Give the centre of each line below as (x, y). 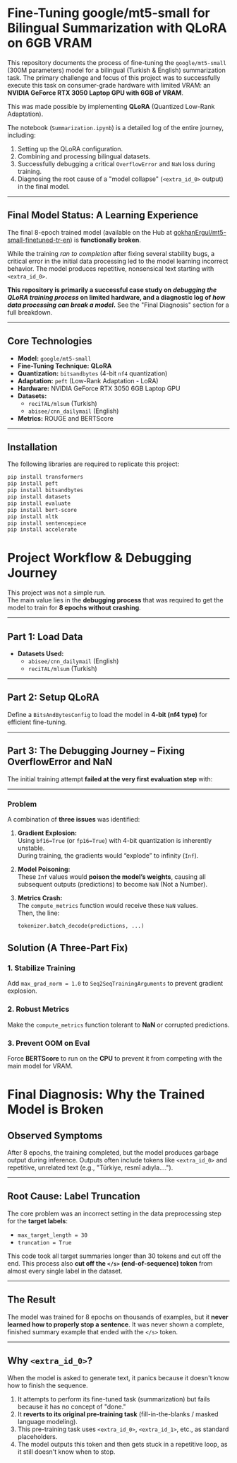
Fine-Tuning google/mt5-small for (109, 13)
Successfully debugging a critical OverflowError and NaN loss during (116, 163)
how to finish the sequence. (48, 1385)
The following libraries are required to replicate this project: (93, 464)
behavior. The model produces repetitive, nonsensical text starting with (111, 268)
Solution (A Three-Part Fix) (68, 948)
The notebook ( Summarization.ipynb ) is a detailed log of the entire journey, (116, 127)
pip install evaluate (39, 503)
